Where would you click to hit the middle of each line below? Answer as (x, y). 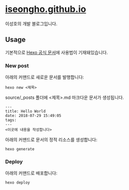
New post (17, 65)
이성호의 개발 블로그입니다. (31, 23)
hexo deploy (17, 183)
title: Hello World (25, 111)
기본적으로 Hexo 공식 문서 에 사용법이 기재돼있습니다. (57, 52)
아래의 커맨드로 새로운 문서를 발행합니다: (44, 77)
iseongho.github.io (46, 9)
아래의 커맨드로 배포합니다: (31, 173)
